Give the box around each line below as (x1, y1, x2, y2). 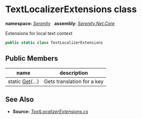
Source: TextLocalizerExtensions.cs (12, 108, 89, 115)
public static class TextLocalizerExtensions (5, 40, 103, 45)
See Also (5, 95, 34, 104)
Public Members (5, 54, 58, 63)
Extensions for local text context (5, 30, 73, 36)
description (59, 69, 88, 76)
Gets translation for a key (44, 78, 104, 85)
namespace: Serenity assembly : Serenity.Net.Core (5, 20, 115, 26)
